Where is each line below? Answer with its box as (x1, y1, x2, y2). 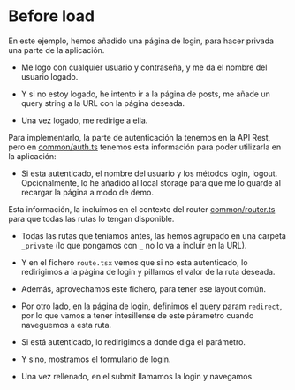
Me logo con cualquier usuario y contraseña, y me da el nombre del (20, 62, 268, 73)
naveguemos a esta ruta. (20, 319, 112, 330)
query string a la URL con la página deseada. (20, 97, 185, 108)
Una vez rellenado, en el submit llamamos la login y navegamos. (20, 371, 254, 381)
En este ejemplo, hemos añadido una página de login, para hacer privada (8, 35, 275, 46)
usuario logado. (20, 71, 79, 81)
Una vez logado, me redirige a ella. (20, 115, 148, 126)
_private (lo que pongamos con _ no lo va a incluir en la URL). (20, 240, 247, 250)
